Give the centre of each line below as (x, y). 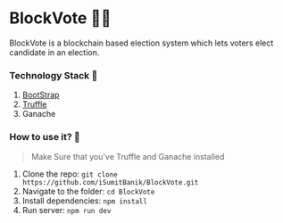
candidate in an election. (54, 52)
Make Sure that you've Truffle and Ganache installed (128, 156)
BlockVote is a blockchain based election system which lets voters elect (141, 43)
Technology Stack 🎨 (54, 75)
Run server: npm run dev (67, 210)
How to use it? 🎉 (45, 137)
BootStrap (41, 95)
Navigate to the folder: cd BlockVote (88, 191)
